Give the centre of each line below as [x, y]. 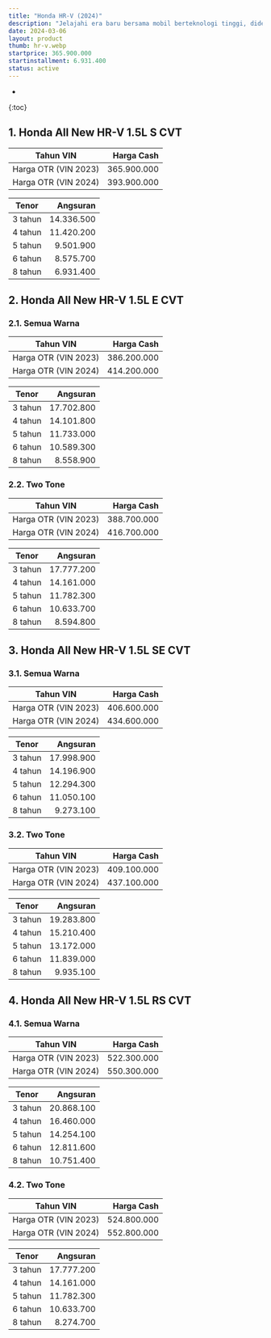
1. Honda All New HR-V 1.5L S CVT [96, 133]
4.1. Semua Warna [44, 1024]
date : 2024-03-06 [38, 31]
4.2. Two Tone [37, 1185]
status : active [34, 69]
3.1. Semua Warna [44, 673]
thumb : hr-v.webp [38, 46]
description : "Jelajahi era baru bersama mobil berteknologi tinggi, [128, 23]
